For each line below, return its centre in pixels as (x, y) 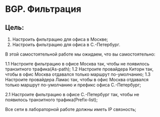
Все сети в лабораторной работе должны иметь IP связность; (71, 109)
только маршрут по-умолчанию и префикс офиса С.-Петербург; (73, 85)
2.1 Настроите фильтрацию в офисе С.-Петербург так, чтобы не (72, 94)
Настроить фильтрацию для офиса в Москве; (60, 39)
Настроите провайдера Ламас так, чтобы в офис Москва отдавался (77, 80)
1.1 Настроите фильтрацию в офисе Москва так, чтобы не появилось (77, 64)
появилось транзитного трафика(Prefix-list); (51, 100)
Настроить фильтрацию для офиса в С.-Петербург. (66, 45)
